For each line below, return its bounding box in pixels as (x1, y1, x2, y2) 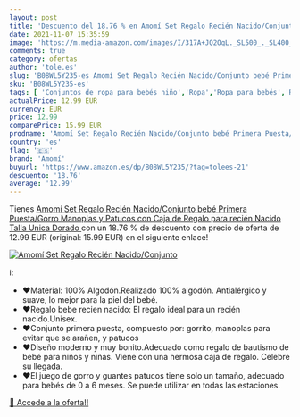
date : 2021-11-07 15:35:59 (9, 29, 110, 38)
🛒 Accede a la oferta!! (9, 397, 89, 408)
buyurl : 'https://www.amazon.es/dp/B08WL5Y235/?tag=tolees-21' (9, 163, 250, 171)
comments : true (9, 46, 66, 55)
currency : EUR (9, 104, 62, 113)
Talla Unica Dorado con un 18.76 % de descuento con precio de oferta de (9, 222, 279, 233)
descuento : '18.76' (9, 171, 82, 179)
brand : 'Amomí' (9, 154, 66, 163)
